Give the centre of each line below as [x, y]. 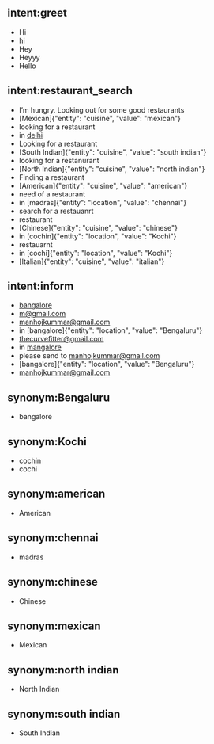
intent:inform [41, 286]
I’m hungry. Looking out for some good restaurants [101, 109]
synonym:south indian [64, 713]
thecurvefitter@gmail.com [61, 339]
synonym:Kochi [47, 442]
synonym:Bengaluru [59, 397]
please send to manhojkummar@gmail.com [89, 356]
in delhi [31, 135]
